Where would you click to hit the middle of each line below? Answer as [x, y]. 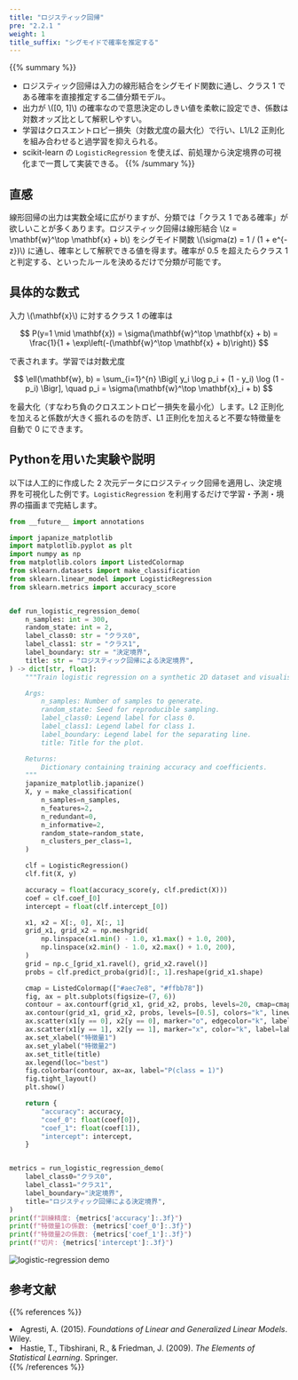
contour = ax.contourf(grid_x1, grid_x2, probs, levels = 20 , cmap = [150, 1005]
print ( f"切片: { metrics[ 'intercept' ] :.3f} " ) [91, 1243]
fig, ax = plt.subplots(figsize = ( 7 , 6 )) [101, 996]
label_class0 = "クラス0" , [69, 1177]
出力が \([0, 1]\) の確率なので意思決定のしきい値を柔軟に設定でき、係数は [155, 108]
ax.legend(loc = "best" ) [67, 1063]
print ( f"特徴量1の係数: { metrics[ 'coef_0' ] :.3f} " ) [101, 1226]
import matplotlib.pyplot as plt [71, 546]
